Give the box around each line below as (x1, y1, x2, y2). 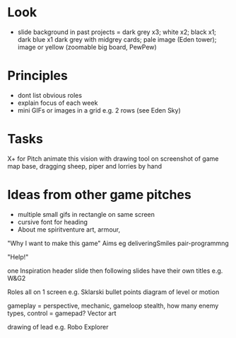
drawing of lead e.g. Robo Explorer (7, 322, 109, 331)
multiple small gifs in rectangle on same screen (17, 210, 155, 218)
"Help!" (7, 252, 29, 261)
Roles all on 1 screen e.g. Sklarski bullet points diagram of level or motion (7, 288, 220, 296)
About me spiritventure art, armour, (17, 225, 121, 234)
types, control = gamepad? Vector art (7, 309, 117, 317)
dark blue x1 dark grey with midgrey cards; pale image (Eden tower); (17, 35, 217, 43)
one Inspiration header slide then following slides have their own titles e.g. (7, 266, 223, 275)
